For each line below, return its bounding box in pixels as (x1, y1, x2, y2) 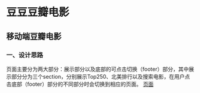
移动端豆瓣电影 (6, 31, 62, 41)
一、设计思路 (6, 50, 44, 59)
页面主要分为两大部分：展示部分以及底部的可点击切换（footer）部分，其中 (6, 65, 189, 73)
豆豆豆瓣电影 (6, 5, 70, 19)
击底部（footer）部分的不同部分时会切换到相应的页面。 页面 (6, 80, 154, 88)
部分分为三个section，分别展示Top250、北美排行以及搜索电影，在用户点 (11, 73, 190, 80)
